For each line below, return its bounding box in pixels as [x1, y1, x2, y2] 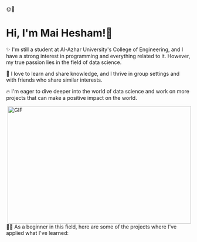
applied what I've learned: [6, 229, 69, 236]
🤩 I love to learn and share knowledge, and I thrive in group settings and [6, 70, 180, 77]
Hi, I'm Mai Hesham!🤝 [6, 26, 113, 40]
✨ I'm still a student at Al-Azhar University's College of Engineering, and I [6, 46, 184, 53]
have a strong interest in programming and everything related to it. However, [6, 52, 191, 59]
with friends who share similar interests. [6, 76, 103, 83]
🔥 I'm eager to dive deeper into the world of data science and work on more [6, 88, 189, 95]
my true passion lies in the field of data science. [6, 59, 122, 66]
